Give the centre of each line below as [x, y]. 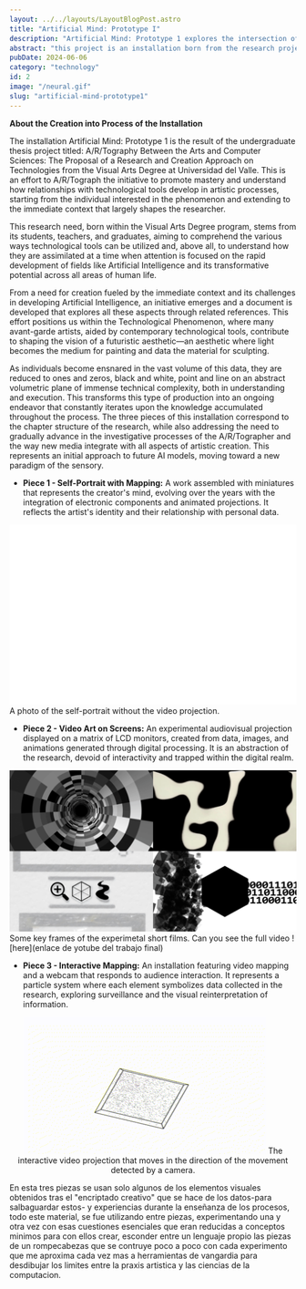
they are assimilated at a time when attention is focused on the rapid [138, 255]
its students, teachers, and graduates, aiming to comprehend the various [146, 236]
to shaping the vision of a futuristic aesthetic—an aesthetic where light [142, 341]
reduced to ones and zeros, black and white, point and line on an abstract [148, 377]
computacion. [36, 1275]
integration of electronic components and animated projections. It [145, 502]
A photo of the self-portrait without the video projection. [115, 710]
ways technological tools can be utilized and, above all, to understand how [149, 245]
